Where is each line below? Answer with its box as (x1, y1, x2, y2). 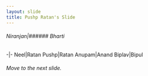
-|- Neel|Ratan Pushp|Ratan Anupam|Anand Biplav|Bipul (6, 51, 143, 58)
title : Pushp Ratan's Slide (6, 14, 76, 20)
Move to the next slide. (6, 65, 62, 72)
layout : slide (6, 8, 41, 15)
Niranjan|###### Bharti (6, 33, 65, 40)
